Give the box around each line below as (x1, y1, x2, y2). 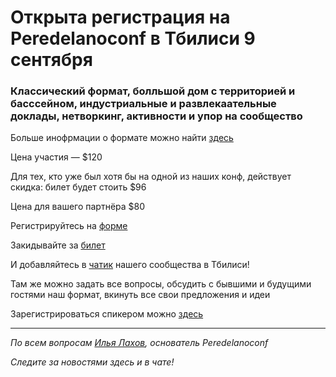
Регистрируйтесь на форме (10, 220, 128, 232)
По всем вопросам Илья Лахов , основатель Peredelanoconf (10, 337, 269, 349)
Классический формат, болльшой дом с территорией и (10, 84, 296, 98)
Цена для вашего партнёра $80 (10, 201, 146, 213)
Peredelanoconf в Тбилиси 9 (10, 27, 256, 50)
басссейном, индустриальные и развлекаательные (10, 97, 277, 111)
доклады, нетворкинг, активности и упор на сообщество (10, 109, 303, 123)
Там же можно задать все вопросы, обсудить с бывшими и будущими (10, 278, 312, 290)
